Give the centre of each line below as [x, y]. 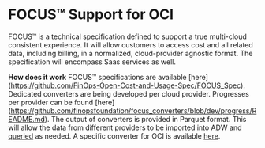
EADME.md [27, 119]
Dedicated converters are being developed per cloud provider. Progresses [129, 93]
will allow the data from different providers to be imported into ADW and [125, 127]
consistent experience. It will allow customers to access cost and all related [131, 44]
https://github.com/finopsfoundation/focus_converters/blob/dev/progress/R [134, 110]
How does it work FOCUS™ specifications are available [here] [108, 77]
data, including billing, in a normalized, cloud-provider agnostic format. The [131, 53]
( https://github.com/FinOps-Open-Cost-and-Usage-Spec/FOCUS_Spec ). [127, 85]
